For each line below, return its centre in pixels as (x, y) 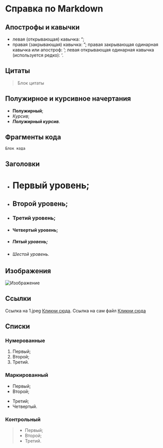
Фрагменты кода (33, 137)
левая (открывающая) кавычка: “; (48, 39)
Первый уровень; (51, 185)
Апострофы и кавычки (42, 27)
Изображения (28, 271)
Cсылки (18, 299)
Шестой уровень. (31, 254)
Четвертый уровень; (35, 230)
